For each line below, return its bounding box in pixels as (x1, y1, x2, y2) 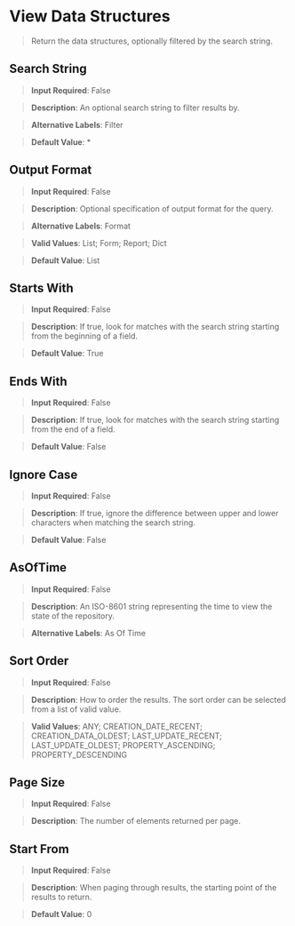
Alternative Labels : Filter (30, 119, 124, 130)
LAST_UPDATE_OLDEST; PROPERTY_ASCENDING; (30, 739, 216, 750)
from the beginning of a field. (30, 331, 139, 341)
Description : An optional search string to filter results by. (30, 102, 240, 113)
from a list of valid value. (30, 704, 122, 714)
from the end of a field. (30, 424, 116, 435)
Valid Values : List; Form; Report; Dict (30, 237, 167, 248)
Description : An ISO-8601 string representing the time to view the (30, 601, 273, 611)
